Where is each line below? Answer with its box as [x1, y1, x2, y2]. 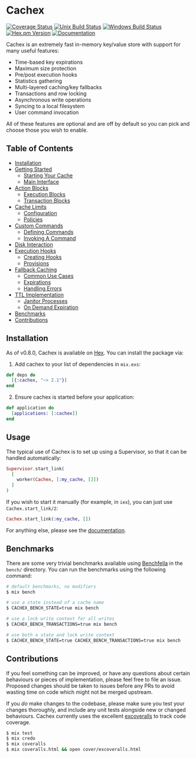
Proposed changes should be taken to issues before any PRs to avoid [6, 682, 175, 689]
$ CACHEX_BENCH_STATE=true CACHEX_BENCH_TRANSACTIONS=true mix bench [6, 637, 181, 643]
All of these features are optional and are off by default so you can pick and [6, 120, 190, 127]
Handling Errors [23, 285, 62, 292]
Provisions [23, 259, 49, 266]
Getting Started [14, 165, 52, 173]
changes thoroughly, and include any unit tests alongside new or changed [6, 706, 186, 713]
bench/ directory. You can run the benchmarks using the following [6, 565, 166, 573]
